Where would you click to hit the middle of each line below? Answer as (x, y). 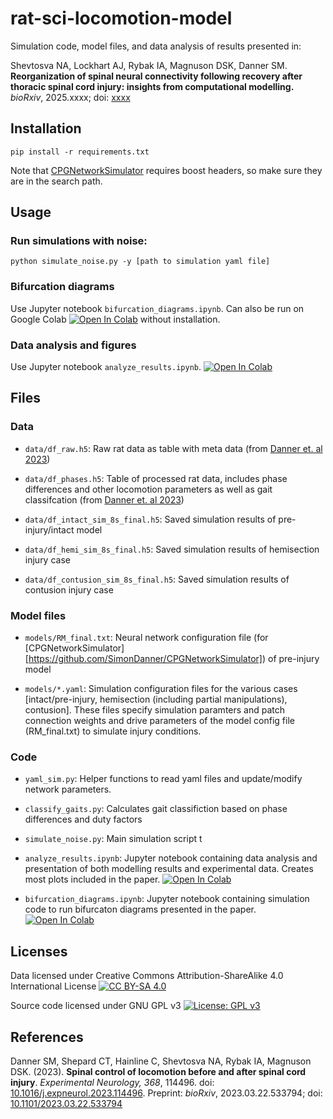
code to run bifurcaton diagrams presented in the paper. (140, 909)
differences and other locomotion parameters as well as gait (148, 489)
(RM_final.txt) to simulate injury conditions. (113, 731)
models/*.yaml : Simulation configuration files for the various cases (161, 689)
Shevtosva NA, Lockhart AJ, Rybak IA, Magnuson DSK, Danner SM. (149, 65)
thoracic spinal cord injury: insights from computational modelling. (152, 86)
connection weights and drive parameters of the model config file (159, 721)
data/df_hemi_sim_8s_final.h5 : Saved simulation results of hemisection (172, 549)
